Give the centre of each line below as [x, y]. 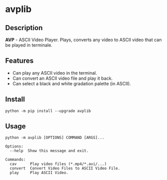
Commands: [16, 160]
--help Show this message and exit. [49, 151]
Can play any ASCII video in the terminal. [55, 73]
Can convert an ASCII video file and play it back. [63, 78]
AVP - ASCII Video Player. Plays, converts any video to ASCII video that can [83, 40]
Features [19, 61]
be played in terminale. [29, 45]
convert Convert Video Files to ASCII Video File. [65, 168]
